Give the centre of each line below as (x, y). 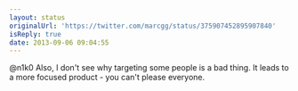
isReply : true (36, 34)
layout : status (37, 17)
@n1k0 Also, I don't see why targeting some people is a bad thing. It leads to (149, 68)
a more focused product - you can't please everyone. (107, 78)
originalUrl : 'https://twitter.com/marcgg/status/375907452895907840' (143, 26)
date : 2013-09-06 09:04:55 (59, 42)
